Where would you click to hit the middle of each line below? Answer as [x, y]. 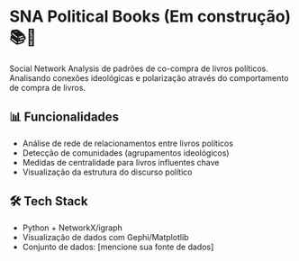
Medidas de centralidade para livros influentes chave [121, 162]
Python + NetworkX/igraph [72, 228]
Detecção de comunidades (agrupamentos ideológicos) [126, 153]
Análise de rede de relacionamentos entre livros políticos [128, 143]
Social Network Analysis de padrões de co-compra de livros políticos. [139, 68]
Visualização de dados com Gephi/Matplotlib [105, 237]
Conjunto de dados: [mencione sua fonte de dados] [118, 247]
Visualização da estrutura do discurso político [107, 172]
